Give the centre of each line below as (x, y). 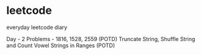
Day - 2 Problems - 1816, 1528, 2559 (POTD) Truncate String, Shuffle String (101, 39)
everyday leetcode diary (37, 27)
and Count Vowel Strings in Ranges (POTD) (60, 45)
